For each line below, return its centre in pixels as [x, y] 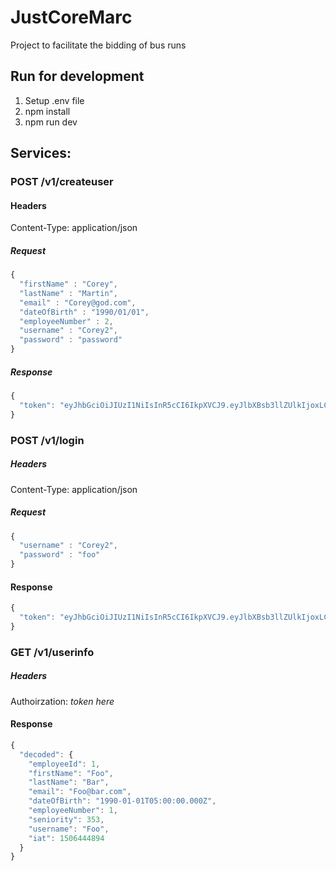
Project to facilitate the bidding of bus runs [98, 45]
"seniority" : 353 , [66, 819]
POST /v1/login [47, 440]
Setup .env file [54, 100]
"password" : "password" [71, 340]
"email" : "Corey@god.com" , [78, 302]
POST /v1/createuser [62, 182]
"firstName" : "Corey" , [68, 284]
